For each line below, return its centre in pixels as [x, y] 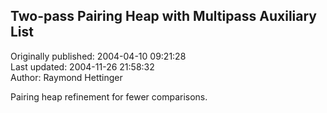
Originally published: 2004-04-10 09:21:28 [98, 56]
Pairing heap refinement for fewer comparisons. [109, 96]
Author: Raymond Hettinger [66, 77]
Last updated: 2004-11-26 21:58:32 [82, 66]
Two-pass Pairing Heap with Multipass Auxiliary [163, 16]
